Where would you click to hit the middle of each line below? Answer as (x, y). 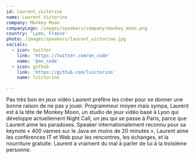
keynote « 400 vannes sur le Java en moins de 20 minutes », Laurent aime (97, 131)
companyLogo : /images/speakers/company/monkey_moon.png (77, 28)
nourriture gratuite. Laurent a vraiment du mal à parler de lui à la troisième (97, 144)
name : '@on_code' (38, 61)
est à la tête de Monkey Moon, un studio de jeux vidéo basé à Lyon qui (92, 112)
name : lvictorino (38, 77)
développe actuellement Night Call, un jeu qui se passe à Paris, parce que (97, 118)
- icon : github (30, 66)
